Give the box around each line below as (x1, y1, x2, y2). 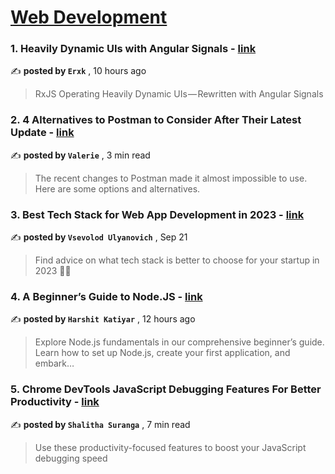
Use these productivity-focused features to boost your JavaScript (34, 441, 307, 453)
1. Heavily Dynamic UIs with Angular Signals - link (10, 42, 257, 56)
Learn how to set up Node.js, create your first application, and (34, 347, 291, 359)
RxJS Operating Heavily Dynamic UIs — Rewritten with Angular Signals (34, 88, 324, 100)
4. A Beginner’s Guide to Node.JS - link (10, 290, 203, 303)
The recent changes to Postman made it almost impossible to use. (34, 172, 308, 184)
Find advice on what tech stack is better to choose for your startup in (34, 254, 320, 266)
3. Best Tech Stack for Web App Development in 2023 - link (10, 207, 305, 221)
